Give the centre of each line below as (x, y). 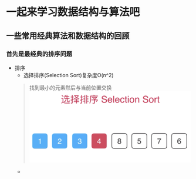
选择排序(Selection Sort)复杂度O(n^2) (68, 75)
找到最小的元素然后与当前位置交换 (70, 87)
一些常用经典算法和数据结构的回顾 (68, 36)
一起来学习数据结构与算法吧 (73, 12)
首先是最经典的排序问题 (39, 54)
